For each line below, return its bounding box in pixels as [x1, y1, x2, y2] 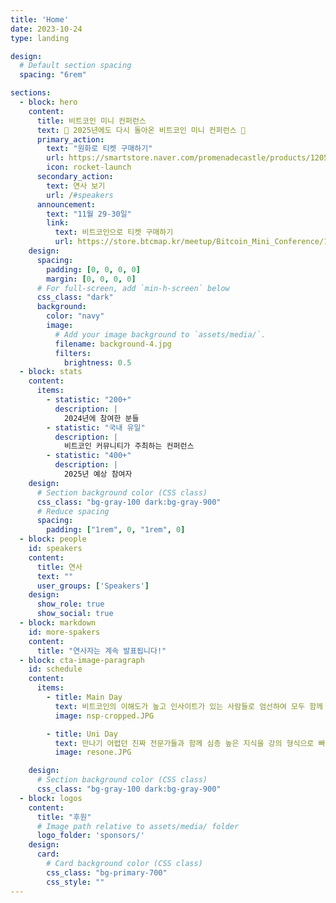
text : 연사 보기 [46, 181, 106, 191]
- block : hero [19, 97, 78, 107]
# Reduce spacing [36, 506, 110, 516]
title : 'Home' [10, 14, 70, 25]
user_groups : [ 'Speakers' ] [36, 581, 150, 591]
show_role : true [36, 599, 105, 610]
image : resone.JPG [54, 747, 132, 758]
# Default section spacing [19, 61, 132, 71]
